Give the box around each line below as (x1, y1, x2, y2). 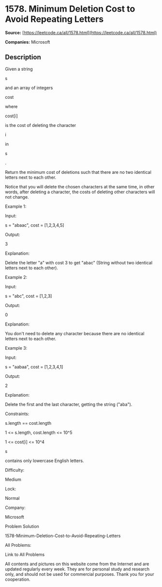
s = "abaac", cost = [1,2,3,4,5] (5, 222, 64, 228)
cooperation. (5, 576, 30, 582)
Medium (5, 476, 22, 482)
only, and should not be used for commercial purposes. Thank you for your (5, 571, 154, 577)
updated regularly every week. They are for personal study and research (5, 566, 150, 572)
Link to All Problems (5, 551, 45, 557)
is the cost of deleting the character (5, 122, 76, 128)
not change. (5, 194, 29, 200)
